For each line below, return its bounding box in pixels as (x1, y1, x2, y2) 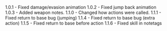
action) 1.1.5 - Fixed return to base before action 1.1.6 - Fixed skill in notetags (5, 20, 162, 26)
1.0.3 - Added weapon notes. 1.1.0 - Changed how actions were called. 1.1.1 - (5, 9, 161, 15)
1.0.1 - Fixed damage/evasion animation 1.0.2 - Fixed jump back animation (5, 4, 156, 10)
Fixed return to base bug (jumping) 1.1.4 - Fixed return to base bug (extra (5, 15, 155, 20)
